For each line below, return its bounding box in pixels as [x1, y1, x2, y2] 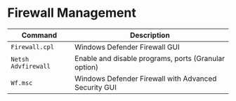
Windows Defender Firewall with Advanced [74, 74, 217, 83]
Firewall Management [7, 5, 137, 21]
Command [21, 30, 58, 40]
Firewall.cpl [11, 43, 55, 50]
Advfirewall [11, 62, 51, 70]
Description [129, 30, 170, 40]
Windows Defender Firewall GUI [74, 42, 181, 52]
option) [74, 62, 99, 72]
